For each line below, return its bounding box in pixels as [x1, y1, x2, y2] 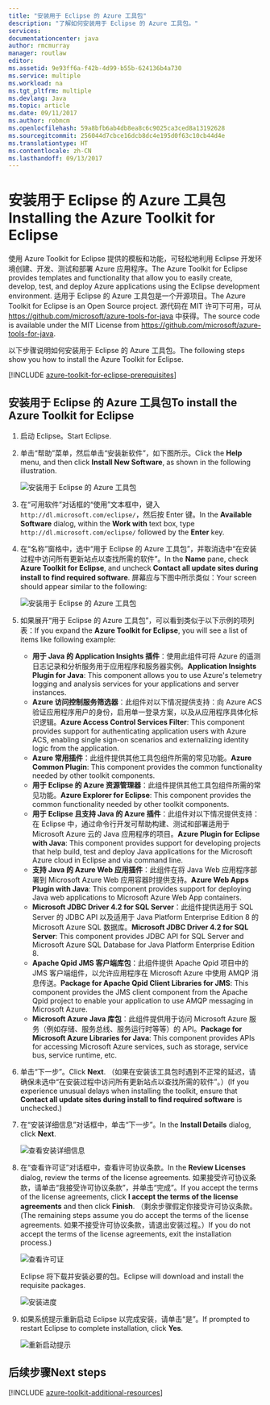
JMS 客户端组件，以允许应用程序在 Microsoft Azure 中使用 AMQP [31, 968, 250, 978]
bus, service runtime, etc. [31, 1050, 118, 1060]
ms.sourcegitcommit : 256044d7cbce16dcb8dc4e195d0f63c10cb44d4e [8, 131, 226, 139]
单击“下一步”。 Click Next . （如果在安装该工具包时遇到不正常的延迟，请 [19, 1067, 256, 1076]
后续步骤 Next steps [8, 1366, 106, 1379]
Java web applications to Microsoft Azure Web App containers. [31, 892, 242, 902]
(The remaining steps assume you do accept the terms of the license [19, 1211, 249, 1220]
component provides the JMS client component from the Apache [31, 987, 248, 996]
